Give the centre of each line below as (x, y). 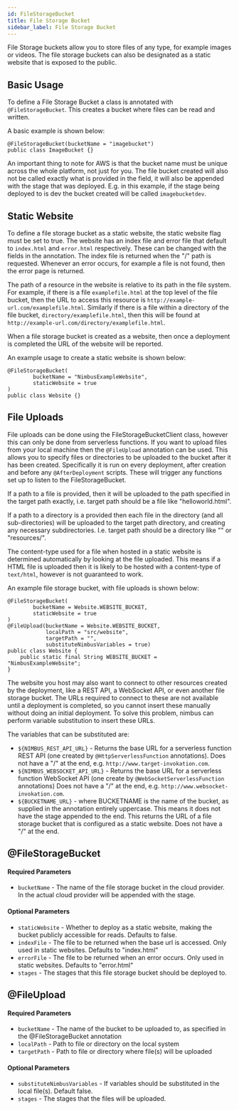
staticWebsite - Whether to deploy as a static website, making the (115, 927)
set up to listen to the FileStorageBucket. (67, 480)
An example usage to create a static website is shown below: (97, 358)
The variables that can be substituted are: (68, 734)
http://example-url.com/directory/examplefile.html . (86, 322)
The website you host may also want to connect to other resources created (117, 682)
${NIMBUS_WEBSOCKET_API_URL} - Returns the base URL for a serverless (119, 771)
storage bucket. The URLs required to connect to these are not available (113, 697)
